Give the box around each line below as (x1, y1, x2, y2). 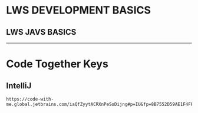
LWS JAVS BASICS (6, 27, 77, 37)
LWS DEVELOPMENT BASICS (6, 4, 151, 17)
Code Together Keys (6, 57, 109, 71)
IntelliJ (6, 81, 32, 91)
